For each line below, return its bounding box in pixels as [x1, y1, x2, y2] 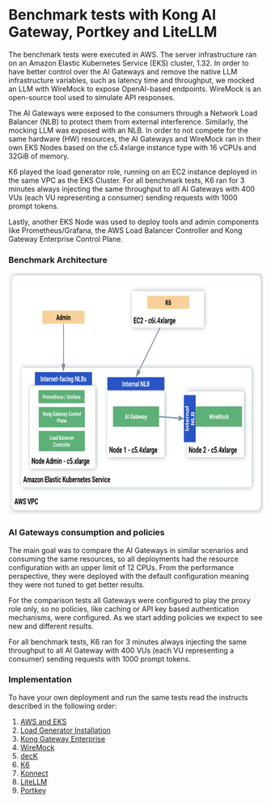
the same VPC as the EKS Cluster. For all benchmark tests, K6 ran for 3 [8, 175, 245, 185]
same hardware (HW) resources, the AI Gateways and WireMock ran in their [8, 133, 261, 143]
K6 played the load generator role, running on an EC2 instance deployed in [8, 167, 257, 176]
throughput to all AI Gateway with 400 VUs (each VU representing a [8, 645, 235, 655]
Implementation [8, 674, 73, 685]
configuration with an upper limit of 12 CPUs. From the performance [8, 562, 235, 572]
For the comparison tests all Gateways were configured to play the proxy [8, 595, 251, 605]
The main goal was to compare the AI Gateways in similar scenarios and [8, 545, 248, 555]
